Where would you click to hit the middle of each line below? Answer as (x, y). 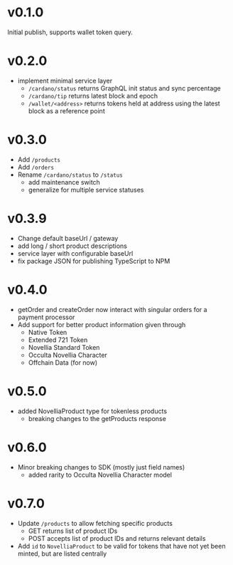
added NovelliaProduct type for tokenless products (92, 411)
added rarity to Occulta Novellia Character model (100, 475)
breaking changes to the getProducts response (97, 418)
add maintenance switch (64, 182)
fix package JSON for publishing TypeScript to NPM (94, 261)
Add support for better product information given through (102, 324)
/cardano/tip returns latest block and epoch (93, 95)
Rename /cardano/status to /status (70, 175)
